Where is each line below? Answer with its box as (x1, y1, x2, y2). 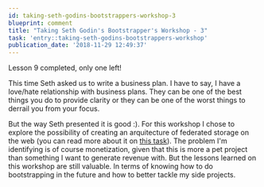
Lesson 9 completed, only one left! (8, 63, 122, 72)
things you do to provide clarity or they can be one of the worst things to (8, 95, 247, 105)
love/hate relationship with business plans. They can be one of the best (8, 87, 243, 96)
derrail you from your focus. (8, 104, 100, 114)
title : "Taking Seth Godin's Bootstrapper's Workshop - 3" (8, 26, 208, 34)
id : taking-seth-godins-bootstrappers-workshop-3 (8, 11, 177, 20)
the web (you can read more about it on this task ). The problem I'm (8, 136, 228, 146)
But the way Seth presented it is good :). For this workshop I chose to (8, 119, 235, 129)
